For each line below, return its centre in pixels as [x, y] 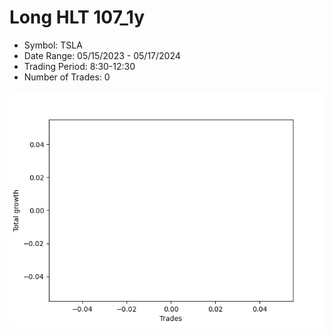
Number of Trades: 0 [67, 77]
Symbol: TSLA [53, 45]
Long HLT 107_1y [77, 17]
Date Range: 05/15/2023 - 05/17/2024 [102, 55]
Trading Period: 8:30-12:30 [79, 66]
